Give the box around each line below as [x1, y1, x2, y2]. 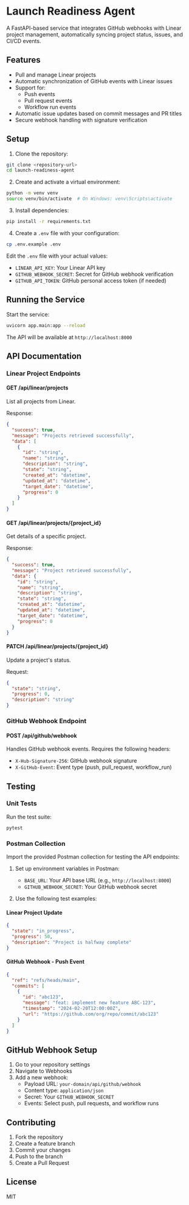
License [6, 1177, 37, 1187]
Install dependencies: [15, 207, 69, 214]
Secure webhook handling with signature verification [15, 116, 148, 123]
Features [6, 55, 41, 65]
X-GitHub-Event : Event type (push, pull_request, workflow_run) [15, 764, 172, 771]
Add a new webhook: [15, 1074, 69, 1081]
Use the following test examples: [15, 895, 97, 902]
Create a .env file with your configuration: [15, 229, 120, 236]
